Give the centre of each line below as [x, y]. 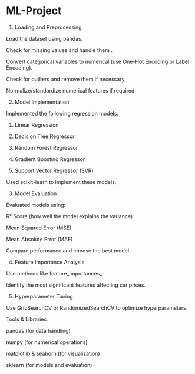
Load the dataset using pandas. [44, 38]
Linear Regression [37, 124]
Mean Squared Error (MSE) [39, 228]
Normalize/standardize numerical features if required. [71, 90]
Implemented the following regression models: [62, 113]
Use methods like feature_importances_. [55, 273]
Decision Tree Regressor [44, 136]
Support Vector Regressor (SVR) [54, 170]
